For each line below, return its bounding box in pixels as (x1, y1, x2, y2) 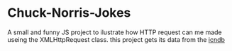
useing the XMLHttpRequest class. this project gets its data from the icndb (7, 35, 226, 43)
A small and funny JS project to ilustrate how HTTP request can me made (7, 28, 222, 36)
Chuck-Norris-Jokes (7, 5, 131, 21)
